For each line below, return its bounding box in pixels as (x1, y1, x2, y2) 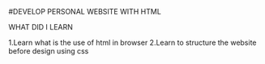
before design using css (8, 46, 89, 55)
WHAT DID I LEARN (8, 22, 73, 31)
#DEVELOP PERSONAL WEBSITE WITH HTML (8, 7, 162, 16)
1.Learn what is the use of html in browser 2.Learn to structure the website (8, 38, 257, 47)
